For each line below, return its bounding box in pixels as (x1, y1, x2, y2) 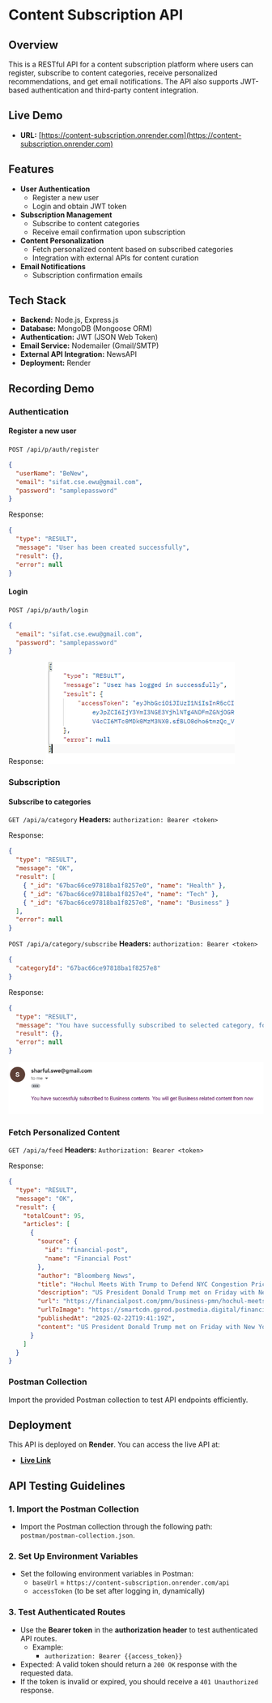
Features (8, 162, 54, 176)
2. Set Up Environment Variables (8, 1551, 138, 1562)
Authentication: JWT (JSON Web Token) (19, 332, 159, 342)
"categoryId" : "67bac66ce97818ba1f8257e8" (15, 964, 161, 972)
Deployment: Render (19, 358, 91, 368)
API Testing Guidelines (8, 1478, 125, 1493)
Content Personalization (19, 235, 104, 245)
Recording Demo (8, 381, 95, 395)
